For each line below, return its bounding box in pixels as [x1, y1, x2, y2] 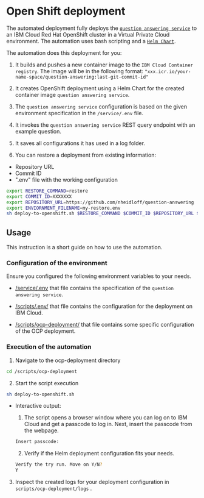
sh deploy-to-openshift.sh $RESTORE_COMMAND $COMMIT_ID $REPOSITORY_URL [6, 210, 194, 217]
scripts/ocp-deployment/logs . [15, 485, 92, 492]
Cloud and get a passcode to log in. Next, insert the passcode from [24, 421, 192, 428]
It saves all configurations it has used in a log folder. [15, 139, 146, 147]
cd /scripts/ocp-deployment [6, 368, 78, 374]
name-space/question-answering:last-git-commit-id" [15, 74, 149, 80]
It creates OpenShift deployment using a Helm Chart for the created [15, 84, 185, 92]
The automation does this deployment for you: [6, 49, 122, 56]
